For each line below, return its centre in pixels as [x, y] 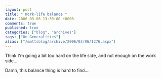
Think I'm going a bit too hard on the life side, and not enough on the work [80, 55]
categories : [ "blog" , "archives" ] [41, 32]
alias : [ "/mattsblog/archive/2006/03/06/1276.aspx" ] [60, 42]
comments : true [21, 23]
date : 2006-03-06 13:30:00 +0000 [40, 19]
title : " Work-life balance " [36, 14]
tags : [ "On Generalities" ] [33, 37]
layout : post [19, 10]
